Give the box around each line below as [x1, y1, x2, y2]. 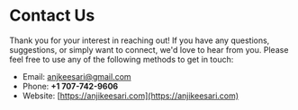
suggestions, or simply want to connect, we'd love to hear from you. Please [9, 44, 289, 55]
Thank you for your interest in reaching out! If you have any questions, [9, 35, 270, 46]
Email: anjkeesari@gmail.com [22, 71, 132, 81]
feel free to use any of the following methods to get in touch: [9, 54, 234, 64]
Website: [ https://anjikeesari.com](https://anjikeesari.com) [22, 90, 239, 101]
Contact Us [9, 5, 95, 26]
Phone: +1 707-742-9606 [22, 80, 119, 91]
